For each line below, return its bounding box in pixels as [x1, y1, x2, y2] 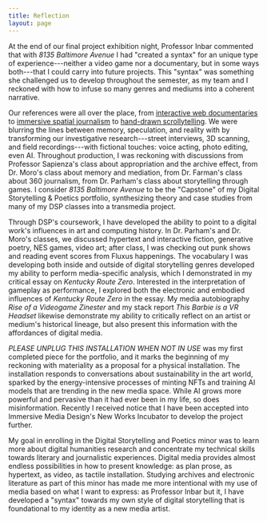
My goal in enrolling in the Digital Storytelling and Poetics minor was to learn [8, 435, 260, 445]
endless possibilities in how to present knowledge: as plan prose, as [8, 461, 233, 471]
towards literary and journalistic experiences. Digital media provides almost [8, 452, 256, 462]
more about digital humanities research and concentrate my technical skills [8, 444, 256, 454]
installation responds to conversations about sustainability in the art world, [8, 369, 253, 378]
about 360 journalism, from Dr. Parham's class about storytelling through [8, 176, 249, 185]
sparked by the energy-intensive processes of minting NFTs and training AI [8, 378, 256, 387]
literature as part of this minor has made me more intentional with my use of [8, 478, 258, 487]
